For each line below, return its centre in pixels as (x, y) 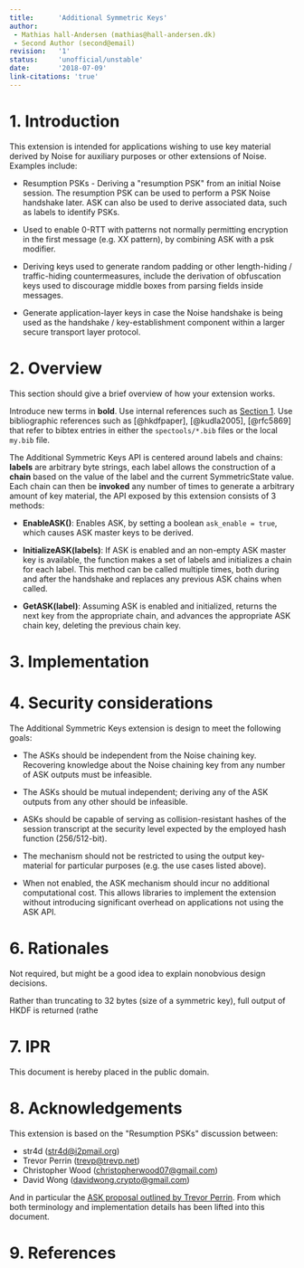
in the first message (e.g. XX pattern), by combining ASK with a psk (148, 239)
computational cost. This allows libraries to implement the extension (149, 893)
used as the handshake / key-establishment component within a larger (153, 322)
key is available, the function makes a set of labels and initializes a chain (157, 559)
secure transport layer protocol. (81, 332)
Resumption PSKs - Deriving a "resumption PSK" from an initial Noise (152, 183)
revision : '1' (40, 52)
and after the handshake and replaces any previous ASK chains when (152, 579)
